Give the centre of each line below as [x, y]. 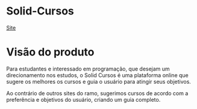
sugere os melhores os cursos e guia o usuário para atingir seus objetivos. [99, 81]
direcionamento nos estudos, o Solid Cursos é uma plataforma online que [97, 75]
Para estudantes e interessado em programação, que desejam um [88, 69]
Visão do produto [50, 52]
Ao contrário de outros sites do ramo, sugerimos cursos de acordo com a [97, 93]
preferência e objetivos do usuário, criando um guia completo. [83, 99]
